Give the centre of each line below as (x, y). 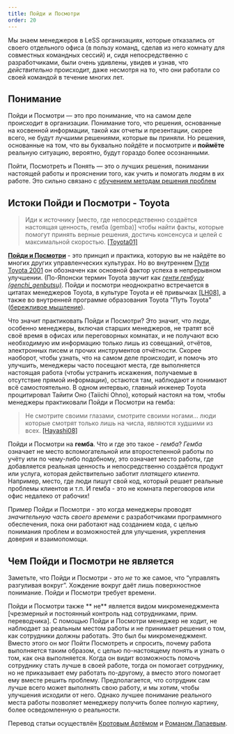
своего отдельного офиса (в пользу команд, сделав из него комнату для (116, 47)
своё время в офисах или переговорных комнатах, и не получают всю (113, 336)
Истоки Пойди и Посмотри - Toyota (89, 203)
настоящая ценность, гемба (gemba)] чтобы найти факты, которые (124, 227)
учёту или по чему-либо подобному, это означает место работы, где (111, 459)
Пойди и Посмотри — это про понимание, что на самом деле (100, 116)
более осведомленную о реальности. (64, 710)
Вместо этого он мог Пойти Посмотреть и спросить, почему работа (110, 643)
